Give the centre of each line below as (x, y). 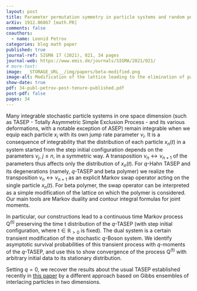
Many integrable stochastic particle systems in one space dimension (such (96, 116)
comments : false (26, 28)
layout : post (22, 11)
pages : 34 (18, 99)
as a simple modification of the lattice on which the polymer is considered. (96, 193)
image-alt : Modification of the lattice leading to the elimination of (95, 77)
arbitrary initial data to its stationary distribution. (64, 258)
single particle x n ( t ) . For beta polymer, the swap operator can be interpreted (98, 186)
